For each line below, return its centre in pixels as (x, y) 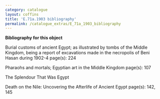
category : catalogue (27, 10)
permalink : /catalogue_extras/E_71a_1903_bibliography (63, 24)
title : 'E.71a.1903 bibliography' (41, 19)
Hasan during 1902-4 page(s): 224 (41, 58)
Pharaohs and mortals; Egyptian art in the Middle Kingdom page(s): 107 (78, 68)
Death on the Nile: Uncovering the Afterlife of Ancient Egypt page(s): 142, (80, 87)
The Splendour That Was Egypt (37, 77)
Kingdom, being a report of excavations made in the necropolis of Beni (78, 53)
